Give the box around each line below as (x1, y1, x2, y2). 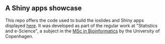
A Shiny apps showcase (5, 4, 82, 12)
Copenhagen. (5, 33, 34, 39)
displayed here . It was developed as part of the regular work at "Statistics (5, 22, 157, 28)
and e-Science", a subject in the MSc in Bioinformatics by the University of (5, 27, 160, 34)
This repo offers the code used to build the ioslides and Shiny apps (5, 17, 144, 23)
